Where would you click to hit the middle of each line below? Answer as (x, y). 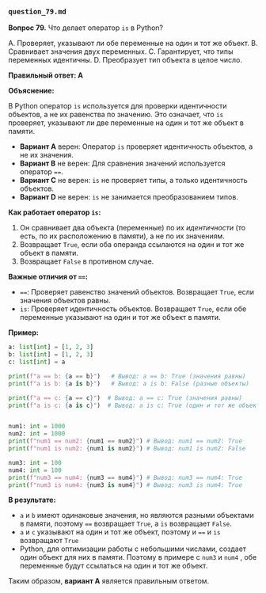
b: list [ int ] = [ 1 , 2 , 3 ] (51, 355)
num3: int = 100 (35, 462)
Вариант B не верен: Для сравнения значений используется (122, 163)
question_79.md (38, 11)
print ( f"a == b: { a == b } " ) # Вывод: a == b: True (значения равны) (127, 376)
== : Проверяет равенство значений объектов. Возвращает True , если (137, 292)
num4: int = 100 (35, 470)
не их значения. (46, 155)
